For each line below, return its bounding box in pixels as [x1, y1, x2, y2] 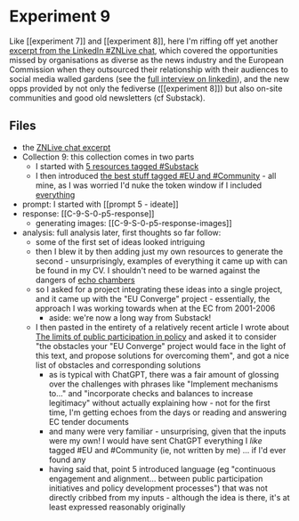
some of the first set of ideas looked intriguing [35, 236, 206, 247]
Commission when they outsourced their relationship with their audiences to [9, 64, 289, 75]
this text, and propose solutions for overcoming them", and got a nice [35, 350, 289, 361]
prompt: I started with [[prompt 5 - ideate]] [21, 199, 180, 209]
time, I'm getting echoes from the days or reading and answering [48, 407, 287, 418]
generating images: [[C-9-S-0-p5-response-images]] [35, 217, 232, 228]
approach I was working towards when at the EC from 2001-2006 [35, 303, 276, 313]
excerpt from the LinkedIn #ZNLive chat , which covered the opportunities [9, 45, 279, 55]
